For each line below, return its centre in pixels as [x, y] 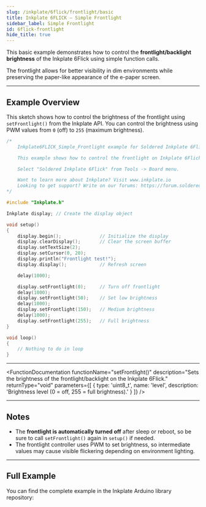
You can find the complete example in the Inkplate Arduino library [89, 490]
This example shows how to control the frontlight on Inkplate [100, 158]
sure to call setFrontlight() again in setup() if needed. [85, 438]
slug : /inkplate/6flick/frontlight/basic [60, 12]
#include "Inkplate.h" [35, 203]
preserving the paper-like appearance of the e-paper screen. [83, 77]
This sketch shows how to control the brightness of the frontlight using [96, 116]
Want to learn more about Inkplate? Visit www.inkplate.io [94, 180]
